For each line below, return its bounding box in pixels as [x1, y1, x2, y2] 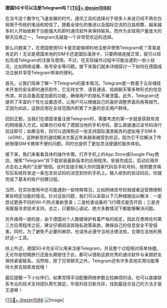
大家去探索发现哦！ [9, 264, 49, 270]
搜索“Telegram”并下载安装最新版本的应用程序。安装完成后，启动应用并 [13, 157, 159, 163]
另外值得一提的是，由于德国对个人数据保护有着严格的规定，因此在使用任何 [5, 216, 158, 222]
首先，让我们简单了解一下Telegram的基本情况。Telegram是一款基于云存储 [5, 80, 157, 86]
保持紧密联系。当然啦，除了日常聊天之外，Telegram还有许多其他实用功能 [5, 258, 155, 264]
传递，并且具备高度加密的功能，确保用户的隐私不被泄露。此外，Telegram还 [5, 93, 160, 99]
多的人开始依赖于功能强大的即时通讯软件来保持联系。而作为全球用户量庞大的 [5, 28, 162, 34]
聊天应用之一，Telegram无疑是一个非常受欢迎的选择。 [5, 34, 116, 40]
